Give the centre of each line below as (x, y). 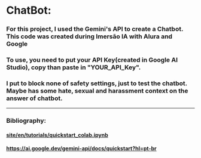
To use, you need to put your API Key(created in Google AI (92, 60)
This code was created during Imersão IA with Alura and (89, 36)
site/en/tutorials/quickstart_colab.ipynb (57, 135)
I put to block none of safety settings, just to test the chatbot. (97, 83)
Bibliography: (26, 121)
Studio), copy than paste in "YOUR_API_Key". (74, 67)
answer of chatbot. (34, 98)
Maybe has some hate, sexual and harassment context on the (97, 91)
